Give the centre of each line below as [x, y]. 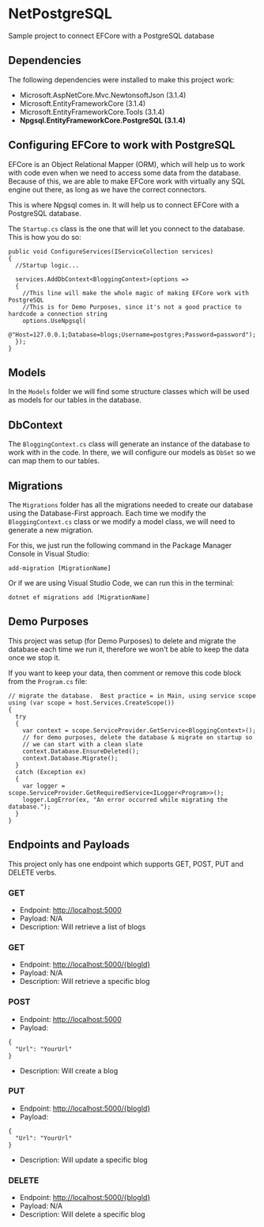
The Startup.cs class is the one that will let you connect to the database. [126, 228]
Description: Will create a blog [69, 1070]
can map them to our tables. [54, 461]
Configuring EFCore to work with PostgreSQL [122, 145]
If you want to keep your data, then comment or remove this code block [125, 673]
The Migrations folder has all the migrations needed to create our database [131, 505]
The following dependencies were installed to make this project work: [121, 79]
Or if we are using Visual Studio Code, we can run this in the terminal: [121, 583]
